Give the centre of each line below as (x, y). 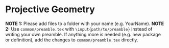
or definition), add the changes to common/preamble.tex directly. (72, 40)
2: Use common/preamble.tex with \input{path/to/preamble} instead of (79, 29)
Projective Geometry (50, 9)
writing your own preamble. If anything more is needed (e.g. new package (83, 34)
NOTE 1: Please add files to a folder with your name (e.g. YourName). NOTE (85, 23)
